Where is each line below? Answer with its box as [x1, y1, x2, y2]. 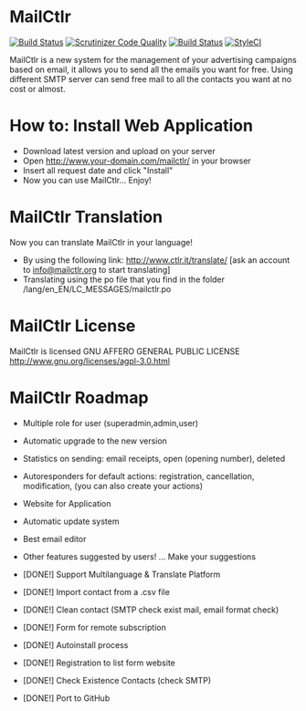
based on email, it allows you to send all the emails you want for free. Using [9, 64, 294, 75]
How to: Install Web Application [9, 116, 254, 136]
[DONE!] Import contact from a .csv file [22, 586, 171, 597]
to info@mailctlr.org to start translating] [22, 264, 171, 275]
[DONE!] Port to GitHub [22, 692, 111, 704]
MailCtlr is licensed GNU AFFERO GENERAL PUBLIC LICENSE [9, 345, 240, 357]
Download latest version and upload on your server [22, 145, 216, 156]
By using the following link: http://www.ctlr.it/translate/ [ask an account [22, 254, 290, 266]
